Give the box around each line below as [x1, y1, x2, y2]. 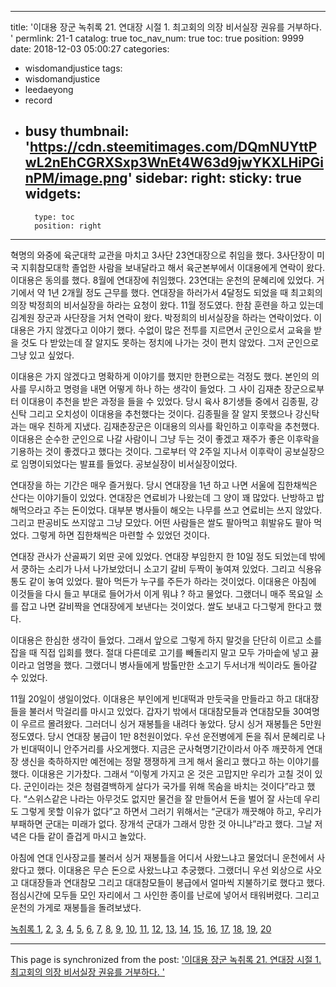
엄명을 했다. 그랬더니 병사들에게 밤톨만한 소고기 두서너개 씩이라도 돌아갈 [36, 659, 318, 671]
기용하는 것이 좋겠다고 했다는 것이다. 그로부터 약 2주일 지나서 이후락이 [10, 445, 283, 457]
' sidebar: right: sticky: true [127, 170, 302, 187]
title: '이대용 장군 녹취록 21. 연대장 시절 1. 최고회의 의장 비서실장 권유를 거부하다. [10, 21, 323, 33]
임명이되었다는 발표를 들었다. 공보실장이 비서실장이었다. [20, 457, 238, 470]
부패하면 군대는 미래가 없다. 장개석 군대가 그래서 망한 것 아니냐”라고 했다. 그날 [10, 817, 313, 830]
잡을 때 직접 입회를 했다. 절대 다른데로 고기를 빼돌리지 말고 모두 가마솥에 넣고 [10, 646, 309, 658]
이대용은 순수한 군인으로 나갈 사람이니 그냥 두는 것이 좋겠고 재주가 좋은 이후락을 [10, 432, 320, 445]
